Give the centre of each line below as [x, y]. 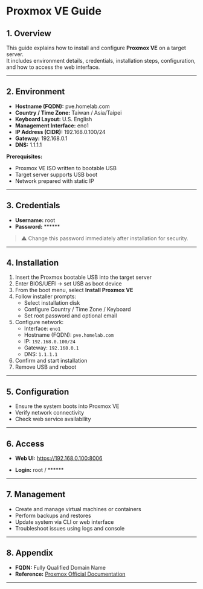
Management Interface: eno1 [52, 126]
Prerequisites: [24, 156]
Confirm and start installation [51, 361]
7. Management [36, 495]
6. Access [25, 444]
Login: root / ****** [39, 470]
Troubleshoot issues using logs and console [70, 528]
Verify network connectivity [50, 413]
